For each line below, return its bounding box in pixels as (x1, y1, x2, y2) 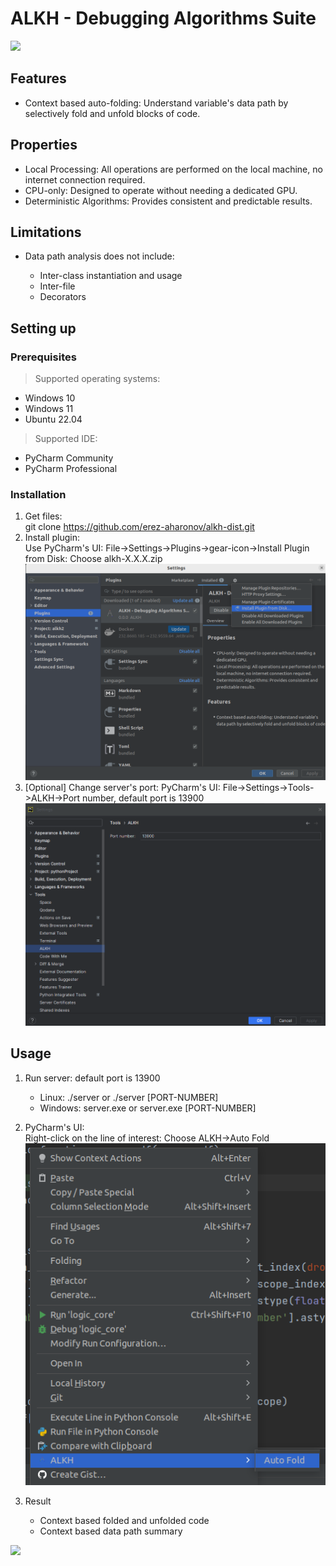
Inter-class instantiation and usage (39, 270, 183, 282)
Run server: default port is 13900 (24, 1072, 161, 1084)
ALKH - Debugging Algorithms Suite (10, 7, 317, 30)
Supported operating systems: (34, 373, 161, 385)
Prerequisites (10, 350, 77, 364)
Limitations (10, 223, 82, 241)
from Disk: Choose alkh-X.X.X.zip (24, 553, 163, 565)
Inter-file (39, 280, 76, 292)
